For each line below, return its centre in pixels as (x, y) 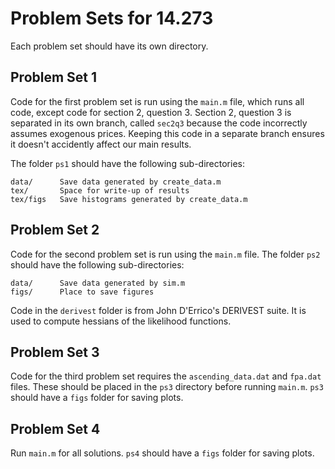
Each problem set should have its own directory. (109, 46)
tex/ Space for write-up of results (100, 190)
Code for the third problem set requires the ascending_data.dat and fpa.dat (166, 376)
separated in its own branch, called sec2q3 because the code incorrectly (159, 123)
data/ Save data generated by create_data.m (116, 182)
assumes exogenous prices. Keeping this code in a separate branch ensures (167, 133)
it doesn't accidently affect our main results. (101, 144)
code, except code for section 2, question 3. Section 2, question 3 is (151, 112)
